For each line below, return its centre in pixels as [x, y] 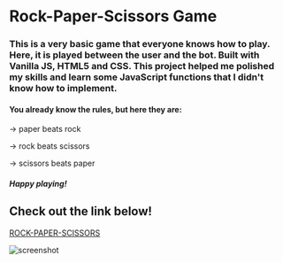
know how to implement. [63, 89]
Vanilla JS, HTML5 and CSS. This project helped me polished [142, 66]
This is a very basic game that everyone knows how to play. [140, 44]
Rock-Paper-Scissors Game [113, 16]
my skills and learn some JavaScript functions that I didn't [136, 77]
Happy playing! [38, 183]
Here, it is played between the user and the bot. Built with [134, 55]
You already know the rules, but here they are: [96, 109]
